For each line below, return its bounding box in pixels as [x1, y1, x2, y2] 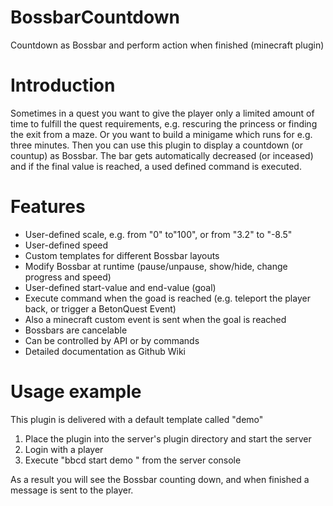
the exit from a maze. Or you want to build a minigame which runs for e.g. [10, 128, 313, 140]
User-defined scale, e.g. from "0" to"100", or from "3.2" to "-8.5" [24, 228, 293, 240]
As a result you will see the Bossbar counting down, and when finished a [10, 473, 310, 485]
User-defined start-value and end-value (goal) [24, 281, 217, 293]
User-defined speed [24, 239, 109, 251]
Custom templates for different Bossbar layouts [24, 249, 220, 261]
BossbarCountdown [10, 6, 181, 29]
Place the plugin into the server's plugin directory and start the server [24, 432, 312, 445]
